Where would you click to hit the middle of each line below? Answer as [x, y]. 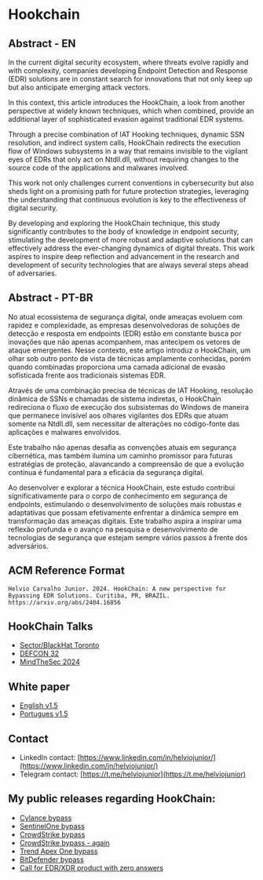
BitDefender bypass [51, 859]
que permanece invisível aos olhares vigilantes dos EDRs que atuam [119, 415]
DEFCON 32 [39, 654]
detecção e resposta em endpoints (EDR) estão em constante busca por [125, 333]
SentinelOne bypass [52, 826]
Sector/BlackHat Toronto [59, 645]
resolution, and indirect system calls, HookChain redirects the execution [124, 142]
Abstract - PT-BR [51, 298]
